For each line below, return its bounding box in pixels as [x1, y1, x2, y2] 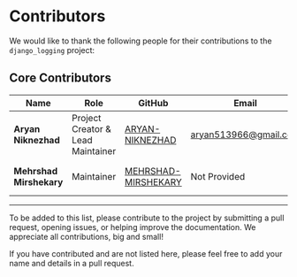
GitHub [138, 96, 169, 109]
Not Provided [190, 170, 246, 182]
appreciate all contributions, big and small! [9, 231, 164, 242]
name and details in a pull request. [9, 258, 134, 268]
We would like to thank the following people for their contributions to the [9, 35, 272, 46]
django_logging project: [9, 44, 95, 55]
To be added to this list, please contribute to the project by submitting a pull [9, 212, 285, 223]
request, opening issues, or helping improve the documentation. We [9, 221, 256, 232]
